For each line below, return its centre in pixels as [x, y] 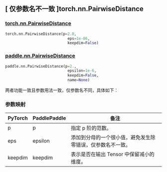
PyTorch [18, 118]
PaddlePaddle [49, 118]
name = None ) [79, 80]
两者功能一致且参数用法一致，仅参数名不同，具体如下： [62, 90]
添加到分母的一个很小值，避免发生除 [113, 138]
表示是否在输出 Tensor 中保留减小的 [113, 155]
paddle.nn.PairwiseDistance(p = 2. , [41, 66]
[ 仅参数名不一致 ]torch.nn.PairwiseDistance [75, 9]
